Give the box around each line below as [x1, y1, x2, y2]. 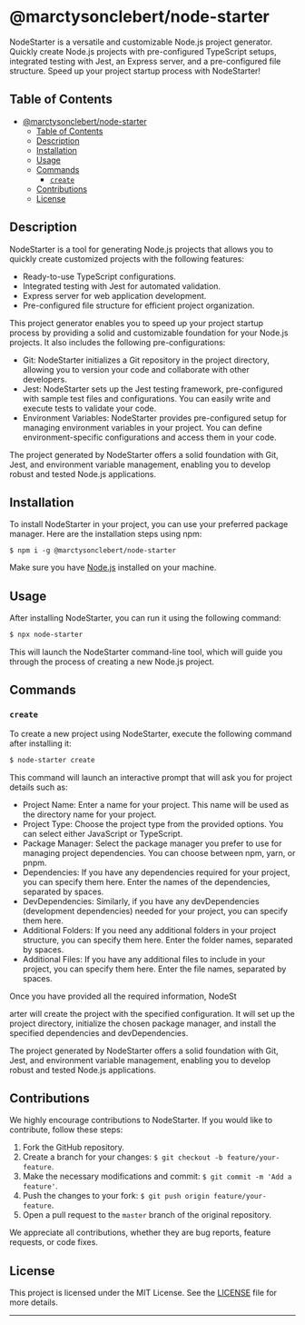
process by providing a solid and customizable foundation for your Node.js [9, 327, 289, 338]
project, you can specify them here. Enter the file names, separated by [22, 963, 287, 974]
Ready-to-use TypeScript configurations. [22, 271, 177, 282]
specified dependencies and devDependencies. [9, 1027, 189, 1038]
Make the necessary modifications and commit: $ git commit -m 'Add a [22, 1171, 292, 1182]
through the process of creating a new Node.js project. [9, 656, 215, 667]
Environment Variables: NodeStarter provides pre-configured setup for [22, 412, 288, 423]
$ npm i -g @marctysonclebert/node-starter [9, 546, 177, 555]
